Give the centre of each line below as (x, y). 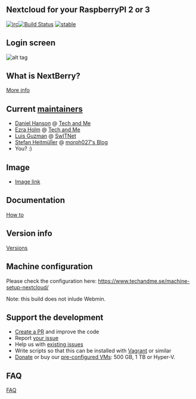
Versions (17, 248)
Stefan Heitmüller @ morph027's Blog (61, 142)
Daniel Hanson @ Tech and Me (53, 123)
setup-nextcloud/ (27, 287)
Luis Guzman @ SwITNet (45, 136)
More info (18, 90)
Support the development (55, 317)
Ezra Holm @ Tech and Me (47, 130)
